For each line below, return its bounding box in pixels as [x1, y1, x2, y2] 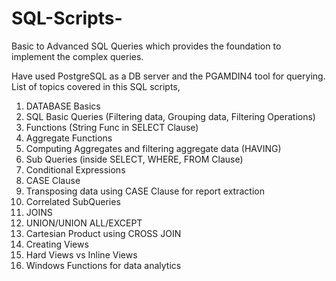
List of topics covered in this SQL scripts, [11, 80, 181, 92]
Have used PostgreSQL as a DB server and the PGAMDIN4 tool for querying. [11, 70, 326, 82]
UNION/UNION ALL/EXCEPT [25, 217, 143, 229]
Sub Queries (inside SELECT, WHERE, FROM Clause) [25, 153, 244, 165]
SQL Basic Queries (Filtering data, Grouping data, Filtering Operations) [25, 110, 316, 122]
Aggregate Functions [25, 132, 113, 144]
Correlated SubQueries [25, 195, 121, 207]
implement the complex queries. [11, 50, 144, 62]
